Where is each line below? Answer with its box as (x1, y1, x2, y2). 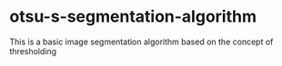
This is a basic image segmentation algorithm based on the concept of (9, 36, 274, 47)
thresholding (9, 45, 57, 56)
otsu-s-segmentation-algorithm (9, 6, 257, 27)
